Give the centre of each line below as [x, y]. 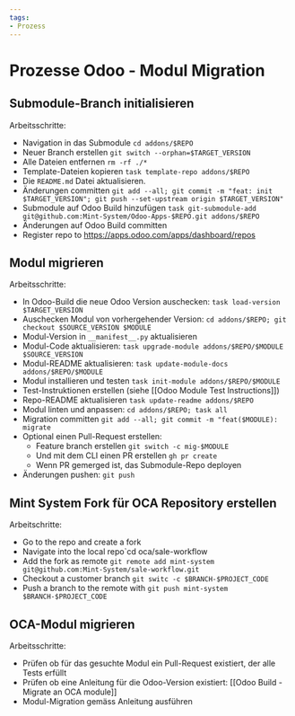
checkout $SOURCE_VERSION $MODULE [87, 328]
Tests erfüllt [44, 672]
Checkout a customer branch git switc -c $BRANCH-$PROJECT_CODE [145, 579]
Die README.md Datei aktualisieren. [84, 181]
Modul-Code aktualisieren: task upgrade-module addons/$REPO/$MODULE [153, 346]
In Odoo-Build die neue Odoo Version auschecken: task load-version [151, 302]
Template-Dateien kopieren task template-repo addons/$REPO [136, 171]
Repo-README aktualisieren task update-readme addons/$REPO [138, 400]
